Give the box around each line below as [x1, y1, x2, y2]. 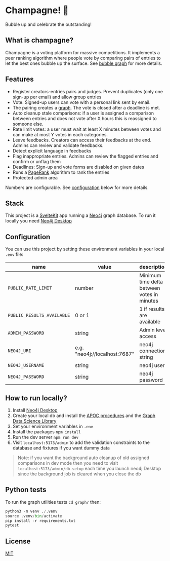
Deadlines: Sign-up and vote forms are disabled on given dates [12, 164, 144, 170]
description [139, 264, 168, 271]
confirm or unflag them [12, 158, 61, 164]
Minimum [139, 272, 162, 279]
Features [5, 75, 34, 84]
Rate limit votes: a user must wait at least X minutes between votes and [12, 126, 161, 132]
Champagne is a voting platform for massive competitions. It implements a [5, 49, 160, 55]
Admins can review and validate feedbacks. [12, 142, 104, 148]
